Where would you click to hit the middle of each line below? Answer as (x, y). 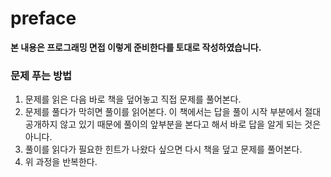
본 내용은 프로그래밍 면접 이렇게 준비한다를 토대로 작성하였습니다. (136, 47)
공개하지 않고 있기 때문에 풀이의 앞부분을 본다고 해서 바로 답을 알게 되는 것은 (173, 124)
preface (43, 18)
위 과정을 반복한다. (61, 162)
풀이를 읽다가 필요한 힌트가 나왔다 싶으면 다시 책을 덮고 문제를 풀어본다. (163, 149)
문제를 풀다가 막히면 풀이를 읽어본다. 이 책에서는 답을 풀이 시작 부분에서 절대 (173, 112)
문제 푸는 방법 (41, 75)
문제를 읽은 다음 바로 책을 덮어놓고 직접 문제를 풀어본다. (133, 99)
